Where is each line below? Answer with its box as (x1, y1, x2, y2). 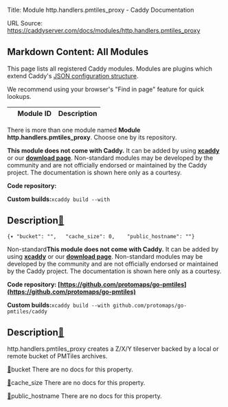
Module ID (17, 108, 52, 118)
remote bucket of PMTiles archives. (7, 352, 108, 360)
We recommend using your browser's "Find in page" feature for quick (7, 85, 205, 93)
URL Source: (7, 19, 43, 27)
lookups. (7, 92, 32, 100)
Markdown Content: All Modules (7, 46, 149, 58)
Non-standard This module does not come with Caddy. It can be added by (7, 245, 219, 253)
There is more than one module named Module (7, 126, 141, 134)
